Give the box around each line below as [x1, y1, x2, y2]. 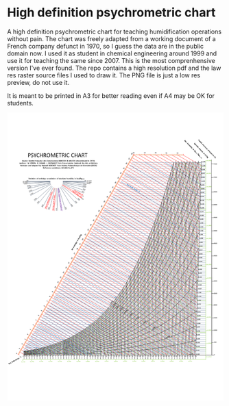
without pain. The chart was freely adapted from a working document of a [7, 34, 216, 42]
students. [7, 99, 34, 107]
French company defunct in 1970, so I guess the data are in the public [7, 42, 204, 50]
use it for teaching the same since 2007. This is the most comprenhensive [7, 56, 216, 64]
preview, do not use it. [7, 78, 70, 86]
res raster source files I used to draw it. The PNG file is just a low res [7, 71, 201, 79]
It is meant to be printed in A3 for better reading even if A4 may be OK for [7, 91, 215, 100]
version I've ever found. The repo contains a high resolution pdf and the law [7, 64, 221, 72]
